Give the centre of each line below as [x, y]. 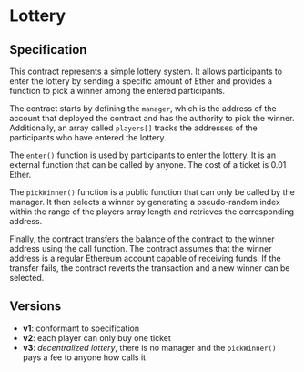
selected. [27, 278]
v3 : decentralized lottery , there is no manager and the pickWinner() [149, 347]
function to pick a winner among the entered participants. [117, 91]
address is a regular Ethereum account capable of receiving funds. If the [145, 258]
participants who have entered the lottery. [88, 137]
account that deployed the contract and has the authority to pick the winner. [152, 118]
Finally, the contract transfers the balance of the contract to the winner [142, 239]
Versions [35, 306]
